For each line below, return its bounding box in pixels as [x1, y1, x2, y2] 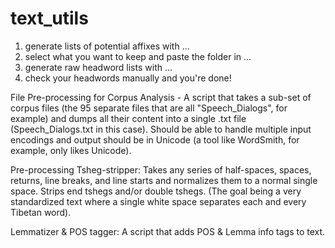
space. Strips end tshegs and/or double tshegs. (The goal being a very [10, 185, 302, 197]
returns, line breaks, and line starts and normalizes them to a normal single [10, 174, 318, 186]
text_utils [10, 7, 89, 30]
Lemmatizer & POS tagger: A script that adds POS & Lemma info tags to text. [10, 225, 326, 237]
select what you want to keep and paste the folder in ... [24, 50, 252, 62]
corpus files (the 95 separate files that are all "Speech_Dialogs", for [10, 102, 288, 114]
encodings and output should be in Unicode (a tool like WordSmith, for [10, 133, 300, 146]
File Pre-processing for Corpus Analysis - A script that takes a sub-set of [10, 91, 312, 103]
